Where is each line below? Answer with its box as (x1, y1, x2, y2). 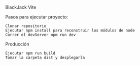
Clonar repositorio (5, 23, 47, 28)
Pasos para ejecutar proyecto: (5, 14, 68, 19)
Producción (5, 41, 29, 47)
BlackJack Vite (5, 4, 37, 10)
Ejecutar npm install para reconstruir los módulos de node (5, 28, 135, 33)
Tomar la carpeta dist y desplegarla (5, 55, 85, 60)
